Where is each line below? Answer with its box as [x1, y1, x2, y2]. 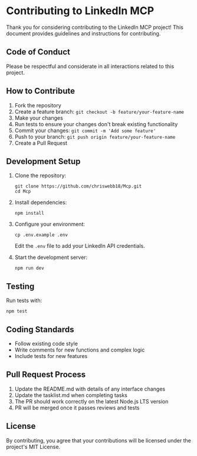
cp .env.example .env [14, 232, 68, 238]
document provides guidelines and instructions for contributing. [6, 29, 161, 37]
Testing [6, 281, 35, 291]
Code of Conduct [6, 47, 71, 57]
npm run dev [14, 265, 44, 271]
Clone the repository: [14, 172, 67, 179]
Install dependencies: [14, 199, 67, 206]
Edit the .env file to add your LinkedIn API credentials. [14, 242, 146, 250]
